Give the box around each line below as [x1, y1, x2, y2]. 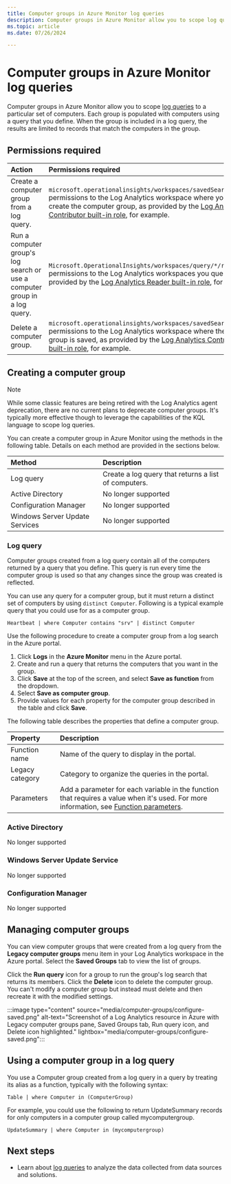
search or [10, 265, 42, 274]
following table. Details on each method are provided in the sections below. [7, 441, 220, 449]
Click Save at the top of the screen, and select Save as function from [16, 675, 214, 683]
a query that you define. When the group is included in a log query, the [7, 117, 208, 125]
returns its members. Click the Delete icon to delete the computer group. [7, 977, 213, 986]
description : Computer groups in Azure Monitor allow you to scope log [7, 17, 217, 23]
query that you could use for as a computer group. [7, 606, 150, 615]
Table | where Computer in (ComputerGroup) [7, 1094, 134, 1101]
